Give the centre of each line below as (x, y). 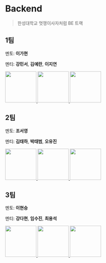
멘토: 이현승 (17, 208)
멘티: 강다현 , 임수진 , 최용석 (31, 219)
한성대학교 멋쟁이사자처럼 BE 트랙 (50, 23)
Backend (24, 9)
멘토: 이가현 (17, 53)
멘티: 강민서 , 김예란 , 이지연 (31, 64)
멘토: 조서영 (17, 131)
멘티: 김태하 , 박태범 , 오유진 (31, 141)
